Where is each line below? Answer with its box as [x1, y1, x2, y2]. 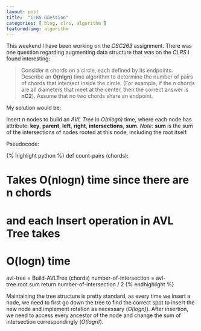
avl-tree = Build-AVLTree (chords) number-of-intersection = [6, 274, 155, 281]
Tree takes [6, 227, 60, 240]
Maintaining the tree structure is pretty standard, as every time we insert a [6, 292, 191, 300]
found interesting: [6, 55, 50, 62]
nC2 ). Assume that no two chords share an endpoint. [21, 92, 153, 100]
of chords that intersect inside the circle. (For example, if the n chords [21, 80, 195, 87]
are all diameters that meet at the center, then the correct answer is [21, 86, 189, 94]
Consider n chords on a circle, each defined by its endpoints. [21, 67, 173, 74]
